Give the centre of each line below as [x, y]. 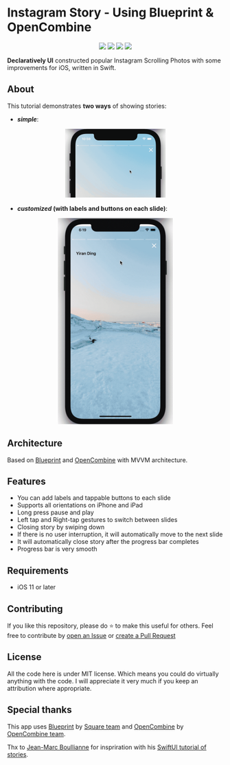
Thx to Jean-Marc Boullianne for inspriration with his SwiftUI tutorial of [107, 747]
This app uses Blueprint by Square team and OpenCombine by [95, 727]
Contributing [35, 609]
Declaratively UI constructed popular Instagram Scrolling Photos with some [114, 60]
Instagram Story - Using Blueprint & [111, 13]
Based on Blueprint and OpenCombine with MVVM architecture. [97, 460]
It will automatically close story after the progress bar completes [108, 542]
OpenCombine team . [36, 733]
